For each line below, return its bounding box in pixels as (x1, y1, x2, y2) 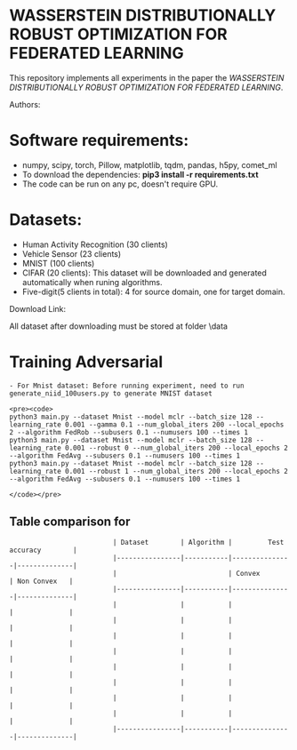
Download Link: (9, 303, 67, 314)
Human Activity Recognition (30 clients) (21, 239, 169, 250)
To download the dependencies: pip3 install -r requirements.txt (21, 169, 260, 180)
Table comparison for (9, 515, 131, 530)
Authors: (9, 99, 41, 109)
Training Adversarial (9, 352, 164, 371)
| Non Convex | (9, 577, 74, 586)
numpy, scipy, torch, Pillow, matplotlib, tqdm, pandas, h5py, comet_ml (21, 159, 277, 170)
